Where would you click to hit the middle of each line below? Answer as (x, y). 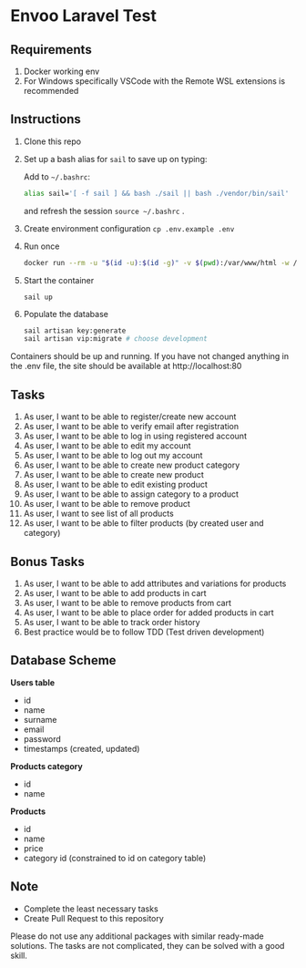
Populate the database (66, 314)
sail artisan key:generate (75, 330)
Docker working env (61, 71)
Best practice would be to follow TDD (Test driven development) (144, 632)
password (42, 738)
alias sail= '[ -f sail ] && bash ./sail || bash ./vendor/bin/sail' (156, 193)
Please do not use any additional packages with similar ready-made (137, 936)
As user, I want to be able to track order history (112, 622)
